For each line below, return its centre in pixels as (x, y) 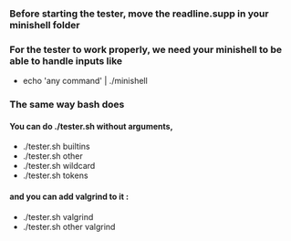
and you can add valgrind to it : (69, 196)
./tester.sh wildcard (59, 166)
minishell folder (45, 25)
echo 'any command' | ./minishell (85, 81)
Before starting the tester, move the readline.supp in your (139, 14)
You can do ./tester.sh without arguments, (91, 126)
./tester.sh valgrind (58, 216)
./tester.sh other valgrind (69, 226)
